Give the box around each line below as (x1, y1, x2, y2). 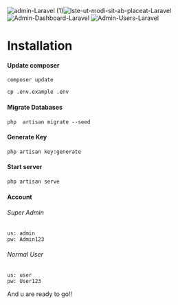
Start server (7, 163, 43, 171)
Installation (7, 38, 73, 54)
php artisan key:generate (7, 148, 81, 155)
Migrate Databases (7, 103, 63, 111)
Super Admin (7, 208, 45, 217)
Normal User (7, 250, 43, 259)
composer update (7, 77, 54, 83)
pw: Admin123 (7, 235, 45, 243)
